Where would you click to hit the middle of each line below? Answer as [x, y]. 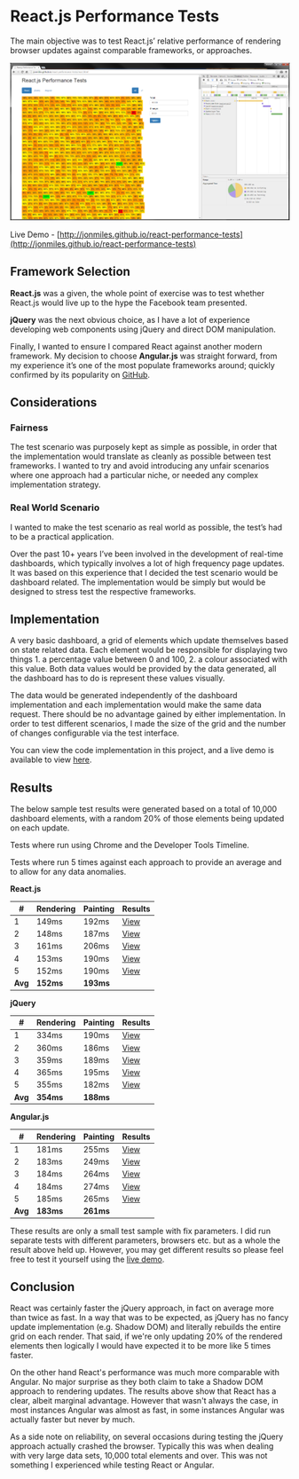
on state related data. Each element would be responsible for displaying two [149, 650]
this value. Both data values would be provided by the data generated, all [143, 669]
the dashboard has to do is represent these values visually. [118, 678]
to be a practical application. [62, 536]
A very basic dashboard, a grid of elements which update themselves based [149, 641]
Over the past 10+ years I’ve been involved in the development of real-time [147, 554]
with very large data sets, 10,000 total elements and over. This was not [139, 1456]
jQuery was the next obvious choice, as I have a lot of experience [130, 319]
